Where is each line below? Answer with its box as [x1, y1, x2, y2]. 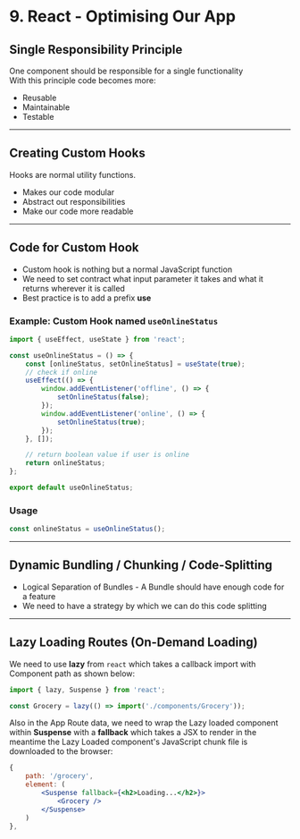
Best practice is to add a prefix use [21, 292, 152, 303]
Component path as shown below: [9, 668, 136, 679]
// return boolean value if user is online [25, 450, 190, 460]
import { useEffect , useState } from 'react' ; [9, 335, 186, 343]
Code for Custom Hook [9, 240, 139, 256]
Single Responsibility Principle [9, 42, 183, 57]
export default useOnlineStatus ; [9, 483, 134, 493]
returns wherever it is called [21, 283, 125, 293]
